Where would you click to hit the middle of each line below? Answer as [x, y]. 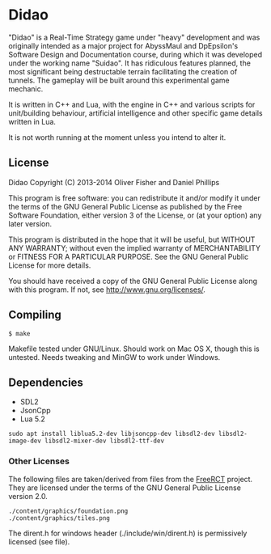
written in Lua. [32, 121]
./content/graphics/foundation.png [68, 511]
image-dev [25, 441]
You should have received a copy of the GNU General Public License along [133, 281]
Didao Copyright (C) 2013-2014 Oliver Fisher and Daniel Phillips [114, 182]
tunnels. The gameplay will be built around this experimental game [119, 80]
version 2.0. [28, 496]
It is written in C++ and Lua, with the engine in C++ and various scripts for [132, 104]
